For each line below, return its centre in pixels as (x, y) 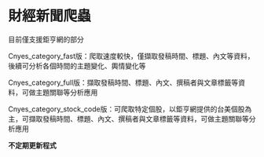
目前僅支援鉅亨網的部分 (46, 39)
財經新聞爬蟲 (50, 16)
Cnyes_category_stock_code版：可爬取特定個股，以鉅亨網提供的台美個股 (126, 109)
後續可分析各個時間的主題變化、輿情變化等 (77, 66)
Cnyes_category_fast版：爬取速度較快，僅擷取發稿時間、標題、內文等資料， (131, 56)
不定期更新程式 (32, 145)
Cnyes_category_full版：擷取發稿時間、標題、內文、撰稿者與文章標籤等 (123, 82)
